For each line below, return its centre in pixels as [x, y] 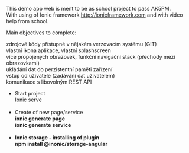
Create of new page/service [49, 112]
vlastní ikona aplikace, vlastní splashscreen [58, 50]
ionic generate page [40, 119]
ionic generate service [43, 125]
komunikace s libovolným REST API [49, 82]
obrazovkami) [23, 63]
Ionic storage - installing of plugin [57, 138]
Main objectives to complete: [41, 33]
